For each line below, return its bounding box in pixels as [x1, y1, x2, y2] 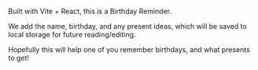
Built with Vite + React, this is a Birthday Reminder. [8, 7, 171, 16]
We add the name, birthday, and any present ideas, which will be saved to [8, 22, 248, 30]
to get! [8, 54, 30, 62]
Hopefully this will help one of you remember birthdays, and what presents [8, 45, 250, 54]
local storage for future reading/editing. [8, 30, 136, 39]
